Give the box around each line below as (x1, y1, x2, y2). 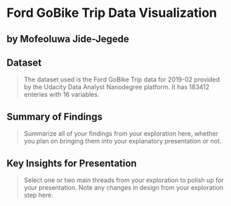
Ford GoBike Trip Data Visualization (6, 5, 218, 21)
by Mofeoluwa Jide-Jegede (6, 33, 129, 45)
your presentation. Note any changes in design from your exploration (23, 184, 224, 192)
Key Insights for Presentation (6, 157, 138, 169)
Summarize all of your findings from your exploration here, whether (23, 129, 219, 138)
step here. (23, 191, 53, 200)
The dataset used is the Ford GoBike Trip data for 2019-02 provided (23, 75, 220, 84)
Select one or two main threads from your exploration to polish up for (23, 176, 224, 184)
